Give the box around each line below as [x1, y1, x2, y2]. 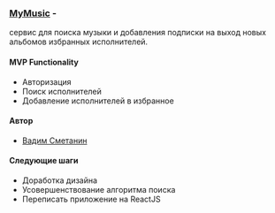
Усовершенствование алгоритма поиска [21, 184, 176, 194]
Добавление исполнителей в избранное [21, 95, 174, 106]
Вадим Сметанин [21, 135, 88, 146]
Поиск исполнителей [21, 86, 102, 96]
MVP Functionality [9, 57, 80, 67]
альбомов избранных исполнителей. [9, 36, 149, 47]
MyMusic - [9, 7, 57, 19]
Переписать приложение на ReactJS [21, 194, 161, 204]
